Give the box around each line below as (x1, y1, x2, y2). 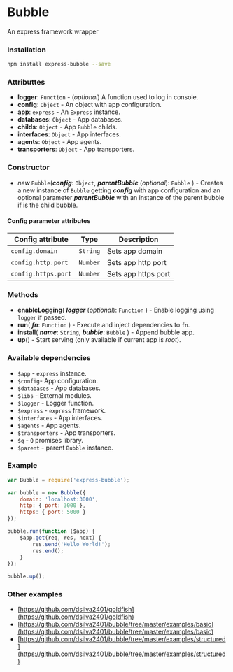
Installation (7, 45, 47, 55)
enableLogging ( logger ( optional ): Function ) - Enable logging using (17, 306, 215, 315)
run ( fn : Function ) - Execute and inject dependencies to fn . (17, 321, 190, 329)
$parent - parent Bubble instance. (17, 443, 113, 452)
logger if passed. (17, 313, 67, 322)
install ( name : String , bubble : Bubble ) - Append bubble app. (17, 328, 195, 336)
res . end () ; (32, 547, 64, 555)
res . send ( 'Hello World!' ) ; (32, 541, 111, 548)
